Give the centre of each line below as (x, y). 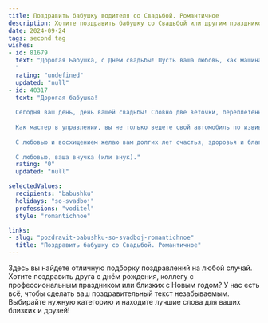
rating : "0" (35, 165)
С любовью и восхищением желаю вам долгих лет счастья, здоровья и (130, 142)
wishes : (21, 46)
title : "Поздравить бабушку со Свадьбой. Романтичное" (108, 245)
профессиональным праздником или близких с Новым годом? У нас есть (134, 285)
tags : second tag (37, 38)
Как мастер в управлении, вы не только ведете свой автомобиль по (128, 127)
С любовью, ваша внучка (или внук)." (78, 157)
